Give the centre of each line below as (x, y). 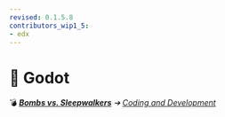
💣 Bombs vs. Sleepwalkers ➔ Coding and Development (112, 103)
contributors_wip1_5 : (49, 26)
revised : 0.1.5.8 (41, 17)
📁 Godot (40, 78)
